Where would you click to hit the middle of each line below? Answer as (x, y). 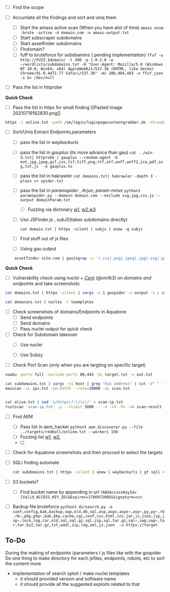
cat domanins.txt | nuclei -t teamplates (50, 302)
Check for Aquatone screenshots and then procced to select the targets (88, 452)
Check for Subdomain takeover (45, 335)
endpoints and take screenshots (46, 283)
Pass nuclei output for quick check (56, 328)
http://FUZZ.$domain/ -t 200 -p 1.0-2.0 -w (67, 60)
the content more (23, 563)
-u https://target (138, 525)
